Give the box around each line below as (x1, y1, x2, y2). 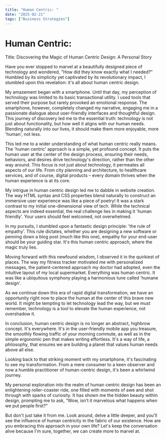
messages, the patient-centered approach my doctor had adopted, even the (5, 265, 161, 271)
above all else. (5, 347, 35, 353)
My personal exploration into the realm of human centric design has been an (5, 382, 161, 388)
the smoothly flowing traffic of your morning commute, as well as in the (5, 331, 151, 337)
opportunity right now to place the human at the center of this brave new (5, 295, 154, 301)
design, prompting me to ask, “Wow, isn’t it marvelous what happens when (5, 397, 158, 404)
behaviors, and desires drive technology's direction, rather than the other (5, 157, 155, 163)
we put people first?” (5, 403, 48, 409)
